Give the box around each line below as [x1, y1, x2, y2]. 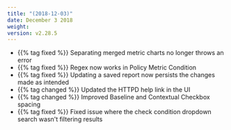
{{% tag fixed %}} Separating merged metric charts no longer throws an [17, 49, 224, 57]
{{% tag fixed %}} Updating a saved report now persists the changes [17, 71, 216, 79]
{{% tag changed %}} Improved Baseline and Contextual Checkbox [17, 93, 210, 101]
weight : [7, 23, 30, 30]
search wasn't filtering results [17, 115, 103, 124]
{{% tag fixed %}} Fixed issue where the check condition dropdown [17, 108, 212, 116]
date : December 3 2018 [7, 17, 73, 24]
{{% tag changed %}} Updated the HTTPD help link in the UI [17, 86, 191, 94]
